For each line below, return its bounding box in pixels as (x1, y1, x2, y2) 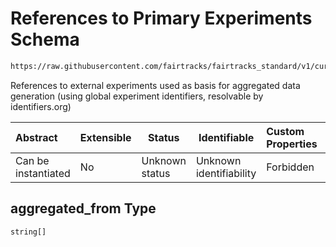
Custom (266, 124, 305, 138)
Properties (266, 137, 318, 151)
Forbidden (266, 160, 315, 174)
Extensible (79, 130, 132, 144)
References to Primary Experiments (10, 7, 313, 30)
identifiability (195, 166, 257, 180)
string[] (10, 227, 47, 237)
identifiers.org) (10, 100, 72, 112)
